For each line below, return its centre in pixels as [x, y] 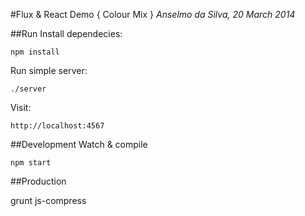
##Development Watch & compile [79, 144]
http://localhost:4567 [57, 126]
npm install [35, 52]
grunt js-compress [48, 200]
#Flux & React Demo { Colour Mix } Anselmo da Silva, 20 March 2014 [153, 14]
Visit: [21, 107]
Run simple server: [49, 70]
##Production [38, 181]
